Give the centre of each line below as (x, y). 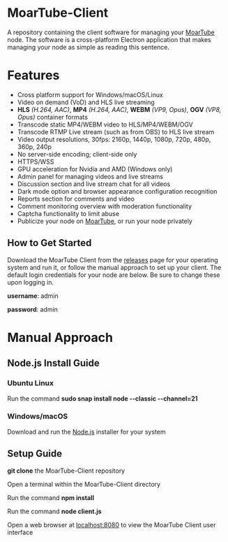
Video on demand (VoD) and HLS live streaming (86, 102)
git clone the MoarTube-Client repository (66, 471)
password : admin (32, 309)
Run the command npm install (51, 497)
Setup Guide (35, 454)
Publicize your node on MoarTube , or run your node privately (105, 221)
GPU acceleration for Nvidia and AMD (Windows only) (95, 169)
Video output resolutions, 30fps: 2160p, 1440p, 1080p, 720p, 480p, (114, 139)
